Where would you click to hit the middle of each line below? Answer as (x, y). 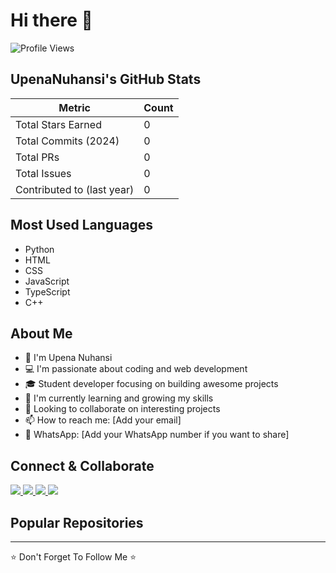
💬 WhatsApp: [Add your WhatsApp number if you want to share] (157, 435)
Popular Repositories (77, 522)
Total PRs (37, 157)
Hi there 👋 (51, 20)
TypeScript (47, 291)
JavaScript (47, 281)
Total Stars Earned (58, 124)
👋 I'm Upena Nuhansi (68, 358)
